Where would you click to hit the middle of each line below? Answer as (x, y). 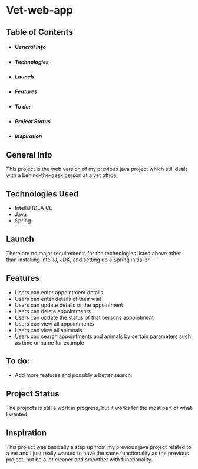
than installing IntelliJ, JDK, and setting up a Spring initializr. (79, 260)
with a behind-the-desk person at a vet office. (62, 175)
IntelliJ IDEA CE (34, 208)
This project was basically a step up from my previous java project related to (99, 447)
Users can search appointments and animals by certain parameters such (103, 336)
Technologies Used (42, 194)
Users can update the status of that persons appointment (84, 317)
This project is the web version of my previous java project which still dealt (97, 169)
